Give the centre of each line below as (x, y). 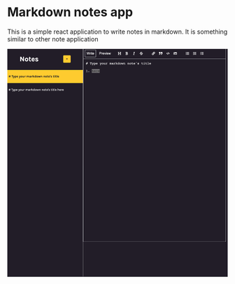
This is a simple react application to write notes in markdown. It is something (117, 32)
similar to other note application (53, 39)
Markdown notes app (70, 12)
